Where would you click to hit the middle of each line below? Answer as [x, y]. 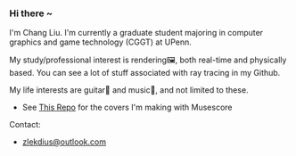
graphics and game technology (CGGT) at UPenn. [100, 42]
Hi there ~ [31, 13]
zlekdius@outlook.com [64, 142]
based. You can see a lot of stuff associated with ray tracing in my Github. [145, 73]
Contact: [25, 125]
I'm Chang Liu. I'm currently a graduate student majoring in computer [136, 33]
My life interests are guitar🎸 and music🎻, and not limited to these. [129, 90]
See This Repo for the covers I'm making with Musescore [127, 107]
